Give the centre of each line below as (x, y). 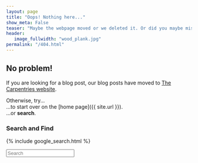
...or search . (21, 113)
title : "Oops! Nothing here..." (46, 17)
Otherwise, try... (26, 100)
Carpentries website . (32, 89)
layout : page (22, 12)
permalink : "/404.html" (35, 45)
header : (16, 34)
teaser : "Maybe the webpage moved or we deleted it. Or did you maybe (95, 28)
